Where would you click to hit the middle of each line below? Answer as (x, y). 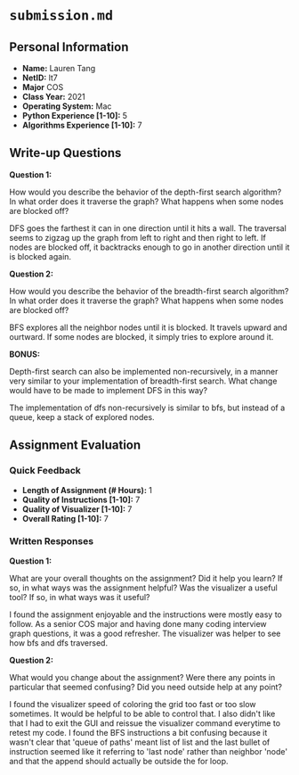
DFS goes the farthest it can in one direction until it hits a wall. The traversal (148, 228)
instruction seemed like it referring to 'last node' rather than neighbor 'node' (148, 751)
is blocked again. (40, 256)
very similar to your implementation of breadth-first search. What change (143, 381)
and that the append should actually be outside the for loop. (119, 761)
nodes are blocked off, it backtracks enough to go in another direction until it (149, 247)
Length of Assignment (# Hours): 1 (87, 490)
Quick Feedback (45, 471)
